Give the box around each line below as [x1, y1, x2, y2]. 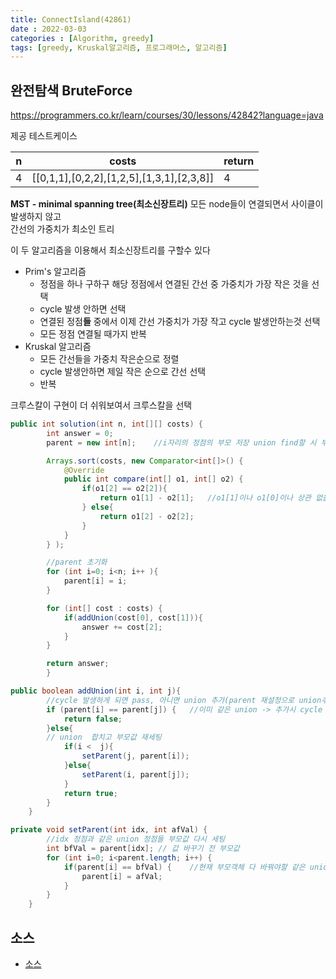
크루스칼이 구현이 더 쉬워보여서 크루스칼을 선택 [10, 399, 193, 411]
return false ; [63, 714, 123, 724]
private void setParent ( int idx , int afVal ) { [10, 825, 208, 835]
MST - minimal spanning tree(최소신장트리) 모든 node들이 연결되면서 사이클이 [10, 198, 324, 210]
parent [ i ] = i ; [63, 576, 128, 586]
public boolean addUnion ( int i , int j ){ [10, 686, 182, 696]
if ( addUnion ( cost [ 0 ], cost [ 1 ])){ [63, 612, 203, 623]
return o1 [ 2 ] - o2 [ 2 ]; [99, 511, 195, 521]
